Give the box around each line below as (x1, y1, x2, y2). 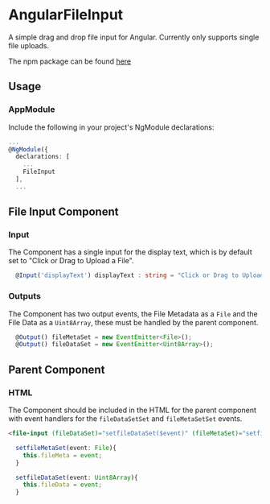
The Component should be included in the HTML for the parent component (8, 405, 257, 415)
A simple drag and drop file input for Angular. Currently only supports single (8, 32, 260, 42)
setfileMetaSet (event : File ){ (15, 444, 117, 452)
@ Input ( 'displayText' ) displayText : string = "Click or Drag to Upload (15, 271, 264, 279)
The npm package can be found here (8, 56, 132, 66)
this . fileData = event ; (22, 481, 103, 489)
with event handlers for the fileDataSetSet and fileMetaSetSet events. (8, 414, 243, 423)
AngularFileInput (8, 6, 124, 24)
